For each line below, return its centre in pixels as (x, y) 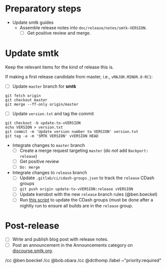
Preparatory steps (43, 9)
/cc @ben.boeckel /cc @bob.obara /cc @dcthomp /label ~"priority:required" (83, 260)
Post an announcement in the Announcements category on (72, 245)
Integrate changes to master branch (49, 145)
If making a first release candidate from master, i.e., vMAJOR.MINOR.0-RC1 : (79, 76)
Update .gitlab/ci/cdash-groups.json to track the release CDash (87, 178)
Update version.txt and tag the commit (53, 114)
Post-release (32, 226)
